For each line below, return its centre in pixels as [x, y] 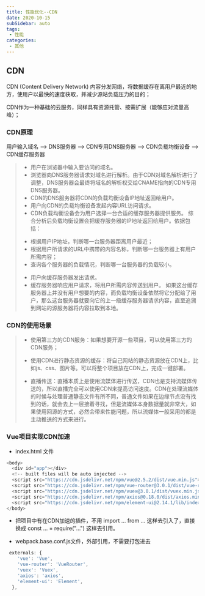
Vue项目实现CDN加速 [38, 437]
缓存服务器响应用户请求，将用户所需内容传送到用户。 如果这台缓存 [114, 285]
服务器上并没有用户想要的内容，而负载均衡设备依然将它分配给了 [110, 292]
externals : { [26, 553]
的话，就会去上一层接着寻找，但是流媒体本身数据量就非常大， [113, 404]
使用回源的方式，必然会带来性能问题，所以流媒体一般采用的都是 [116, 412]
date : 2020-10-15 [28, 18]
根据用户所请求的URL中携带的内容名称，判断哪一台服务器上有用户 [113, 249]
